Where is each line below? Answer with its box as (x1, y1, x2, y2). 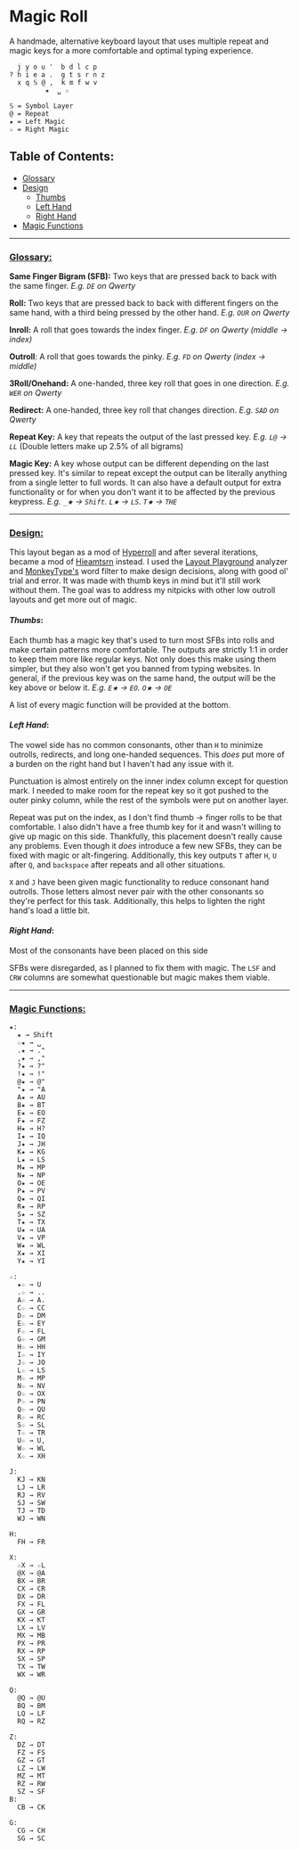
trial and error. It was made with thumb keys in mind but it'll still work (9, 575, 261, 586)
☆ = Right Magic (9, 125, 69, 134)
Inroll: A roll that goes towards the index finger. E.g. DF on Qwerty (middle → (9, 325, 288, 335)
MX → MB (17, 1632, 46, 1640)
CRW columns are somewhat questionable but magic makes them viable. (9, 972, 271, 983)
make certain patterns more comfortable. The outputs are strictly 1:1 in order (9, 644, 289, 654)
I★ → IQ (17, 1132, 46, 1141)
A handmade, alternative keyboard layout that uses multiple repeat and (9, 36, 270, 46)
